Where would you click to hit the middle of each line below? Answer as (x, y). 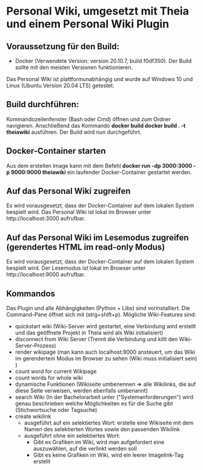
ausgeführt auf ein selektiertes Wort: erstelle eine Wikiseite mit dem (109, 423)
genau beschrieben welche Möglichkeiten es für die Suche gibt (94, 403)
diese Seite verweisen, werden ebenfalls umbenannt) (82, 391)
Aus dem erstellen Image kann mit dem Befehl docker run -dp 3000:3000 (99, 165)
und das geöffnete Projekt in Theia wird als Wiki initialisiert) (89, 333)
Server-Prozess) (35, 346)
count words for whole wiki (49, 378)
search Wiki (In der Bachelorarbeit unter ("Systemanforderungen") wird (104, 397)
